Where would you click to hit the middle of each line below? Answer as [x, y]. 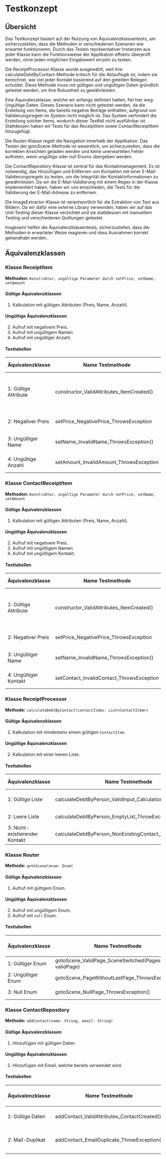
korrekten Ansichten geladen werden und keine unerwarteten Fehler [75, 151]
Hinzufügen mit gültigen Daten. [44, 1043]
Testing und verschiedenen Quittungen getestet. [54, 218]
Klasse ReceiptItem [29, 267]
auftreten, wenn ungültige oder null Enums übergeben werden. [69, 157]
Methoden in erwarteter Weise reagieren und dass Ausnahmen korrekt [77, 232]
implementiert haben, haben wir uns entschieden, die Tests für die [72, 187]
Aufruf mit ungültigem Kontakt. [44, 553]
